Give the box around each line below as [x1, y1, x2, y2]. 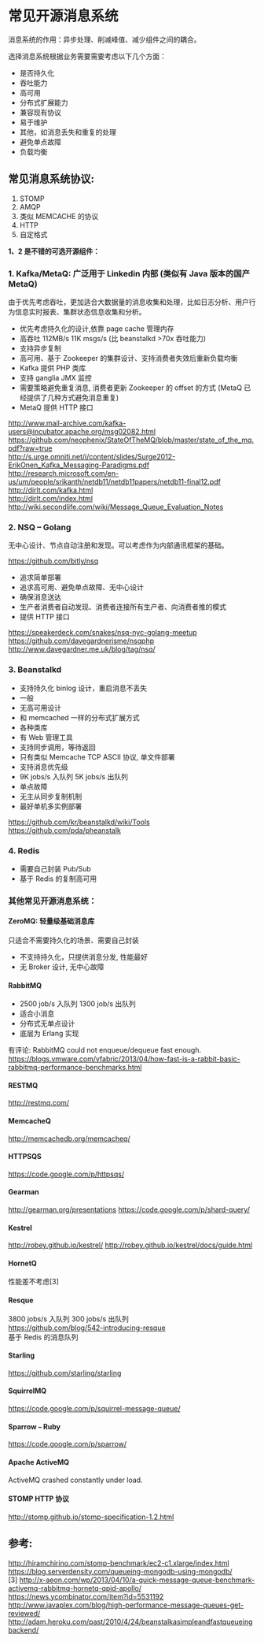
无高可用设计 [19, 703, 61, 712]
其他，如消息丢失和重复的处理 [19, 127, 116, 136]
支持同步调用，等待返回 [19, 742, 96, 752]
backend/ [8, 1625, 39, 1635]
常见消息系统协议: [8, 173, 95, 186]
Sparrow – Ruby [8, 1421, 61, 1431]
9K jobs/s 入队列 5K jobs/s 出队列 [19, 771, 128, 781]
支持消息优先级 [19, 762, 68, 771]
